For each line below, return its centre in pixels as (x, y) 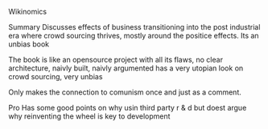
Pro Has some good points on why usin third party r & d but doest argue (128, 108)
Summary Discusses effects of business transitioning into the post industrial (134, 27)
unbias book (29, 44)
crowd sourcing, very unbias (56, 77)
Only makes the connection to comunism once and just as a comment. (125, 92)
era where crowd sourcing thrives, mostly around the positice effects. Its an (134, 36)
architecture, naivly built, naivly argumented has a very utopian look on (126, 68)
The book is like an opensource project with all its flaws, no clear (116, 60)
